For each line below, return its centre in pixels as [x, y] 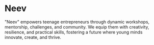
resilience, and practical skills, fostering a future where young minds [74, 32]
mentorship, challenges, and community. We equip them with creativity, [77, 27]
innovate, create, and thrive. [33, 37]
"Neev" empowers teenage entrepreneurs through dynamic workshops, [77, 22]
